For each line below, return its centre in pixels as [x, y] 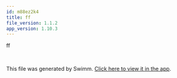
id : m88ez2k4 [23, 12]
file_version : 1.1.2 [32, 23]
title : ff [19, 17]
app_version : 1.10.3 [32, 28]
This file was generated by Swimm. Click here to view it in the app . [89, 69]
